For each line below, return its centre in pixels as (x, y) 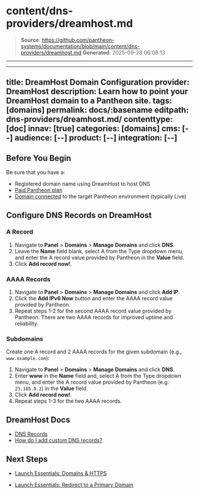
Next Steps (27, 459)
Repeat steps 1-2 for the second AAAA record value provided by (93, 311)
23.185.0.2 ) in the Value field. (51, 388)
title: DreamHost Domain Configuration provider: (98, 82)
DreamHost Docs (38, 420)
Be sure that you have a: (36, 173)
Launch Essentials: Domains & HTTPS (61, 473)
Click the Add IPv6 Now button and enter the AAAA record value (94, 298)
